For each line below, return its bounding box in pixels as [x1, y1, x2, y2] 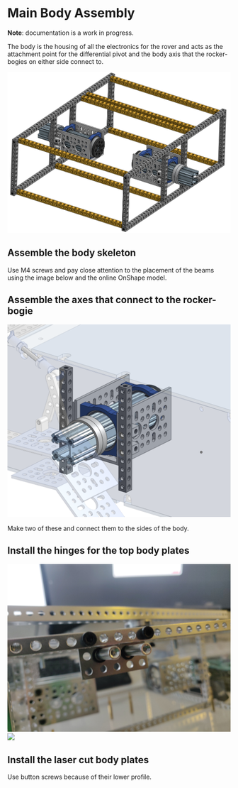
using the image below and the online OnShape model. [7, 273, 167, 282]
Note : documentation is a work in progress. [7, 28, 135, 37]
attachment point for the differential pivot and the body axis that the [7, 50, 205, 58]
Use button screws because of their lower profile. [7, 772, 152, 782]
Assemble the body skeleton [7, 247, 137, 259]
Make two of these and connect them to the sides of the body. [7, 524, 189, 532]
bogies [7, 57, 28, 65]
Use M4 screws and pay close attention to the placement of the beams [7, 266, 215, 274]
